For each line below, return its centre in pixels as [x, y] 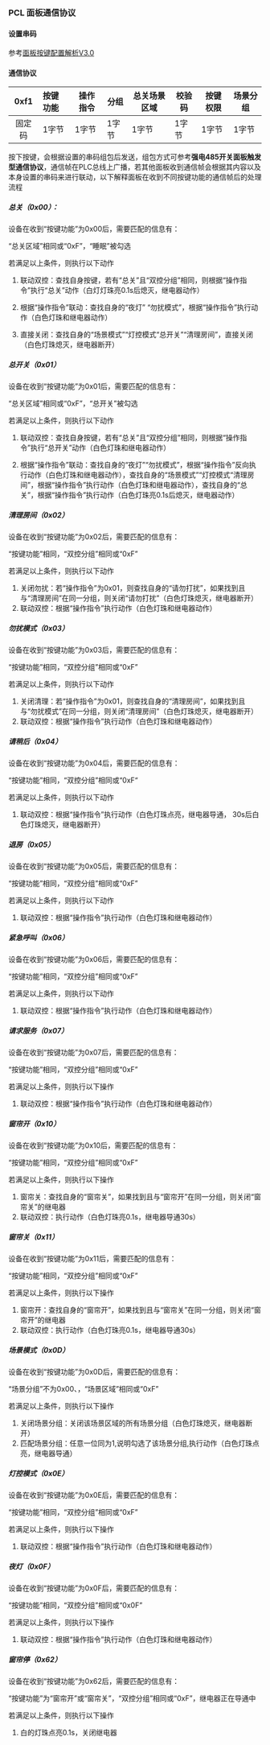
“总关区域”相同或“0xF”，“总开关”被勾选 [73, 403]
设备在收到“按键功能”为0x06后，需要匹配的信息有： [94, 959]
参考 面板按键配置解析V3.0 [51, 53]
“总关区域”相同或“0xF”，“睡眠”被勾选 [70, 246]
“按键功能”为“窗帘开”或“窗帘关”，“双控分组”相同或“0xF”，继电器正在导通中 [132, 1698]
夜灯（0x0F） [31, 1566]
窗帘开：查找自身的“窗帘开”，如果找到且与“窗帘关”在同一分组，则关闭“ [137, 1310]
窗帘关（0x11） [33, 1236]
